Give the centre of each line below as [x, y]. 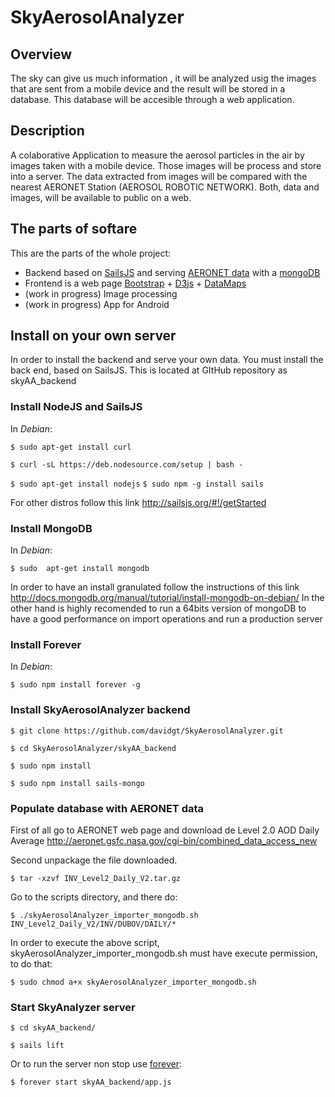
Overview [41, 54]
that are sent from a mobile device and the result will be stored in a [148, 89]
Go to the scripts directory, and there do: [94, 897]
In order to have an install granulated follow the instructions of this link [155, 587]
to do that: [31, 963]
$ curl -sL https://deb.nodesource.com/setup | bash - [127, 464]
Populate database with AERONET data [107, 808]
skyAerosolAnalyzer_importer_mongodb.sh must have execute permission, [164, 953]
